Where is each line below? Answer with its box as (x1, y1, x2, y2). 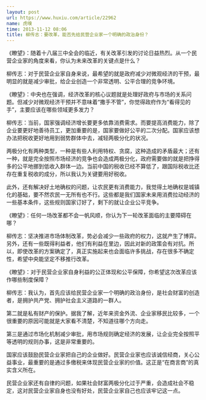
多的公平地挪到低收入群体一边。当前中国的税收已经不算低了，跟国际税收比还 (6, 163, 200, 170)
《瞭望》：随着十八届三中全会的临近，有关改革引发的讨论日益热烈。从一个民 (6, 50, 197, 57)
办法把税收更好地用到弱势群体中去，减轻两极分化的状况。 (6, 134, 151, 142)
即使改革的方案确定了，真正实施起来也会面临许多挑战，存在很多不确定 (17, 247, 194, 255)
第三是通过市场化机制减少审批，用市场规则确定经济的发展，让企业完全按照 (6, 330, 194, 338)
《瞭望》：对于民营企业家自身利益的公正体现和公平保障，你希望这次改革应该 (6, 268, 197, 276)
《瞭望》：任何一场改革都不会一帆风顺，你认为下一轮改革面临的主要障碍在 (6, 212, 192, 219)
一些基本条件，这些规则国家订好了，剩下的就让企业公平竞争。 (6, 198, 162, 206)
